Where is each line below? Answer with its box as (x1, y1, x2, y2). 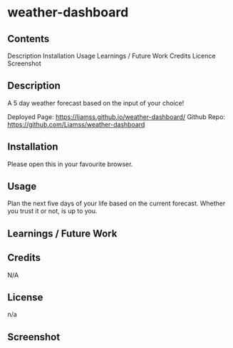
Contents (7, 33, 50, 45)
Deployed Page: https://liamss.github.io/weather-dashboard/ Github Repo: (7, 112, 226, 121)
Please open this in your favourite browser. (7, 160, 133, 168)
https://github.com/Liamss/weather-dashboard (7, 120, 145, 128)
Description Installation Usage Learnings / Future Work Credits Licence (7, 51, 216, 60)
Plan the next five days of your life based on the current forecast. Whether (7, 199, 226, 208)
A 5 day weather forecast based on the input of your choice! (7, 98, 185, 107)
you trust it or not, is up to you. (7, 207, 98, 215)
